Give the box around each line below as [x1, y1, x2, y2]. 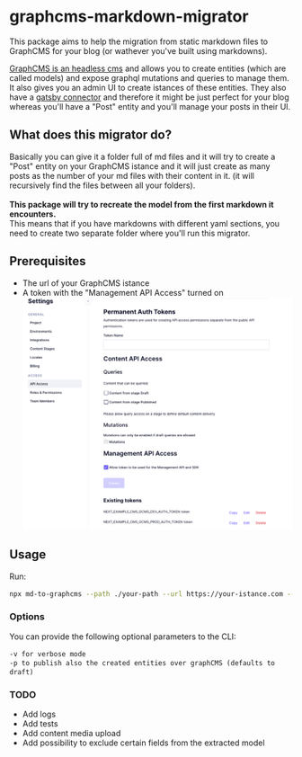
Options [9, 610, 45, 623]
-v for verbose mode [9, 649, 87, 658]
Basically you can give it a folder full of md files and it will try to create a [9, 151, 276, 162]
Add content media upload [22, 727, 121, 738]
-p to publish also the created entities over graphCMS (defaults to [9, 658, 276, 667]
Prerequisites [9, 254, 86, 269]
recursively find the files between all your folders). [9, 180, 196, 191]
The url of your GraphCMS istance [22, 277, 150, 289]
